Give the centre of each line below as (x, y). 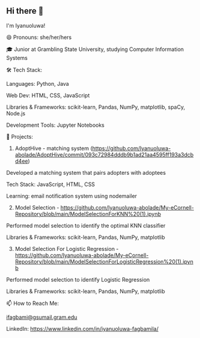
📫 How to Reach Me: (32, 303)
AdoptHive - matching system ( (54, 148)
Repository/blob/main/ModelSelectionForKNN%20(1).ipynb (88, 214)
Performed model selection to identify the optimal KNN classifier (86, 225)
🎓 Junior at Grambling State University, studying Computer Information (95, 49)
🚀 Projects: (20, 136)
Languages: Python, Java (38, 83)
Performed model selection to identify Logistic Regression (78, 279)
